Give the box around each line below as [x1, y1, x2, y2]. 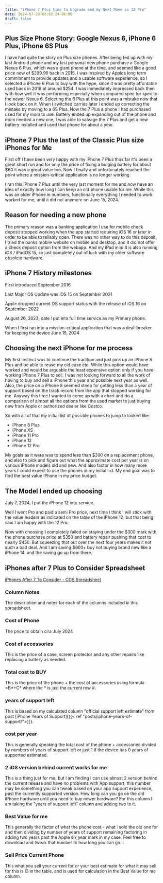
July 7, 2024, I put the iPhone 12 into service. [5, 500, 95, 506]
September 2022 [5, 306, 39, 312]
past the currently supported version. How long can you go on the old [5, 791, 145, 796]
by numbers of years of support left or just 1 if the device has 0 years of [5, 747, 148, 753]
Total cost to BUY [5, 669, 47, 675]
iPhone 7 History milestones [5, 269, 92, 277]
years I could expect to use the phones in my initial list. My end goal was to [5, 468, 155, 474]
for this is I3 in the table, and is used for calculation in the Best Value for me [5, 868, 156, 874]
